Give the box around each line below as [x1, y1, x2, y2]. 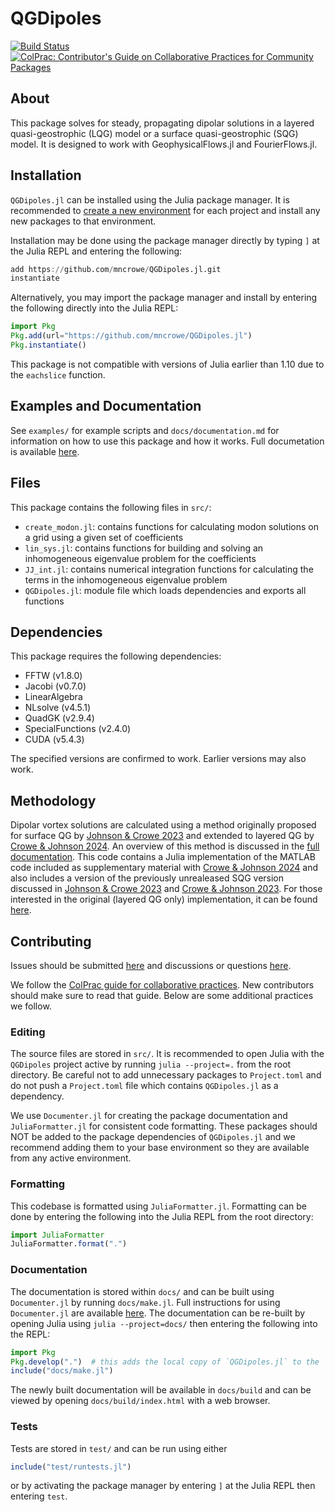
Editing [10, 1025, 46, 1039]
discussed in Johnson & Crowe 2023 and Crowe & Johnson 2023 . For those [10, 883, 323, 895]
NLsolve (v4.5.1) [24, 702, 92, 714]
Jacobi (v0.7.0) [24, 680, 87, 692]
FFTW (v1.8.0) [24, 670, 83, 682]
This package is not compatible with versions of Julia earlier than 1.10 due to [10, 358, 325, 370]
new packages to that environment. [10, 215, 157, 227]
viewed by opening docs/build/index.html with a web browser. [10, 1395, 271, 1407]
